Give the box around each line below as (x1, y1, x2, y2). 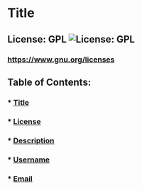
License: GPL (7, 33, 67, 45)
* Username (7, 155, 50, 164)
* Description (7, 135, 55, 145)
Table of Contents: (7, 76, 92, 88)
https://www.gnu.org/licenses (7, 55, 115, 65)
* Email (7, 174, 33, 184)
